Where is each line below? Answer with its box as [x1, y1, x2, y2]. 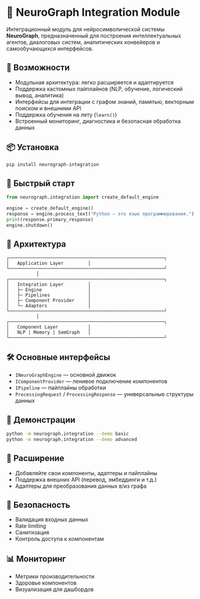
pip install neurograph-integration [6, 161, 99, 168]
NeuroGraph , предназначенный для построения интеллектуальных [6, 32, 181, 39]
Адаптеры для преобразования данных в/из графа [15, 482, 147, 490]
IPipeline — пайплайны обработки [15, 384, 106, 391]
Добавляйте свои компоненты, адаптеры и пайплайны [15, 469, 157, 476]
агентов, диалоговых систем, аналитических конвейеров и [6, 38, 160, 46]
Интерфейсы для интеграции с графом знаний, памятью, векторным [15, 98, 195, 105]
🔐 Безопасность [6, 500, 71, 510]
